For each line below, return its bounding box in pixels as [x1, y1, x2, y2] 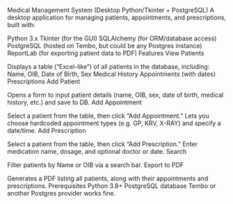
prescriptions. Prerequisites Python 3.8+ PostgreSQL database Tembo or [7, 182, 216, 190]
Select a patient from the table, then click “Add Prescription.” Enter [7, 140, 198, 148]
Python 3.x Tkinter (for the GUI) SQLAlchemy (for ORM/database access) [7, 34, 217, 42]
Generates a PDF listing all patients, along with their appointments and [7, 174, 209, 182]
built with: [7, 21, 36, 29]
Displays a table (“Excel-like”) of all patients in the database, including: [7, 63, 210, 70]
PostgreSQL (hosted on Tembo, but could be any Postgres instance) [7, 42, 203, 49]
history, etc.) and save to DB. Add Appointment [7, 98, 143, 107]
